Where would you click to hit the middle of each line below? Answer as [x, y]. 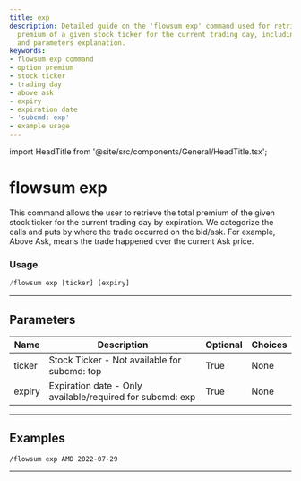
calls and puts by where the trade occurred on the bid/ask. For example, [142, 232]
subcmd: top [75, 371]
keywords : [28, 51]
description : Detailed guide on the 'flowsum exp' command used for [140, 26]
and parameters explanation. [72, 43]
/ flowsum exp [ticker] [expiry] [69, 284]
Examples [37, 438]
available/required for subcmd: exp [122, 397]
